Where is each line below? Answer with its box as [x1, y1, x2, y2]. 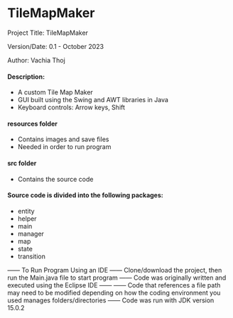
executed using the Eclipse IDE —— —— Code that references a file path [7, 280, 221, 289]
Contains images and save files [17, 135, 109, 143]
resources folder [7, 119, 58, 128]
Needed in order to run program [17, 143, 112, 151]
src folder [7, 158, 37, 168]
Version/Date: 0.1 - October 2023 [7, 42, 104, 50]
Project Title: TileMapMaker [7, 28, 89, 37]
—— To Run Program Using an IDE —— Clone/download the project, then [7, 265, 222, 274]
